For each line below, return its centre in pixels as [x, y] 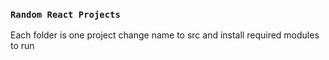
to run [22, 46]
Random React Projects [65, 14]
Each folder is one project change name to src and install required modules [165, 35]
